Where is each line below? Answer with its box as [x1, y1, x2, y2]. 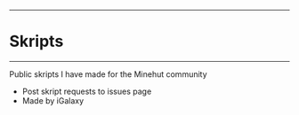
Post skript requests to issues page [21, 86, 152, 96]
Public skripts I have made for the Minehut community [9, 68, 207, 80]
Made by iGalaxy [21, 95, 85, 106]
